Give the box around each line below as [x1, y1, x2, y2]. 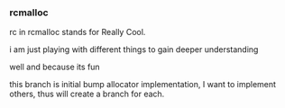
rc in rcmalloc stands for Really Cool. [9, 27, 146, 38]
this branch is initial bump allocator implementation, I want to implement [9, 79, 277, 90]
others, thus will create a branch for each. [9, 88, 165, 100]
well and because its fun [9, 61, 101, 73]
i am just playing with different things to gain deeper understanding [9, 44, 259, 55]
